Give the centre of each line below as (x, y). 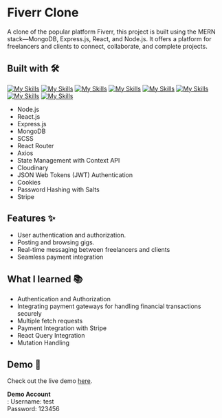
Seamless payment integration (60, 257)
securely (30, 314)
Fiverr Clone (43, 13)
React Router (35, 146)
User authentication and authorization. (71, 235)
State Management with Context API (68, 160)
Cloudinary (33, 167)
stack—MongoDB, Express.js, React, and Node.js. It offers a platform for (109, 38)
